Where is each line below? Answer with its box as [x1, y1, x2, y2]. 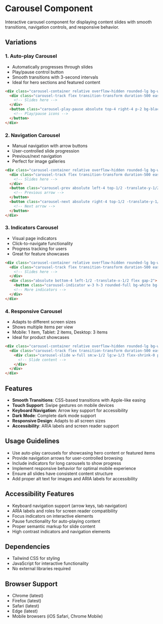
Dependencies [5, 542, 50, 551]
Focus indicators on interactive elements [12, 513, 94, 519]
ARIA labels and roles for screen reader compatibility [12, 508, 118, 514]
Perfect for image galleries [12, 158, 65, 164]
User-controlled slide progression [12, 148, 80, 153]
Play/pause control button [12, 69, 64, 75]
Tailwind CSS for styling [12, 556, 60, 561]
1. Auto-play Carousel [5, 53, 57, 60]
